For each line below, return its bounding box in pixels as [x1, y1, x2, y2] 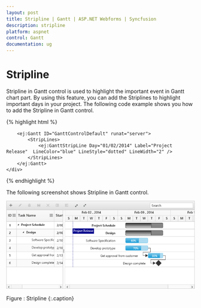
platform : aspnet [6, 29, 50, 35]
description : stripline [6, 22, 66, 28]
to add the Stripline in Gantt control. [6, 107, 95, 114]
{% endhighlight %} [6, 177, 55, 184]
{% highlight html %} [6, 118, 58, 125]
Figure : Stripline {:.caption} [6, 295, 74, 302]
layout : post [6, 10, 39, 16]
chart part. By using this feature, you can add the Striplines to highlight [6, 93, 181, 101]
